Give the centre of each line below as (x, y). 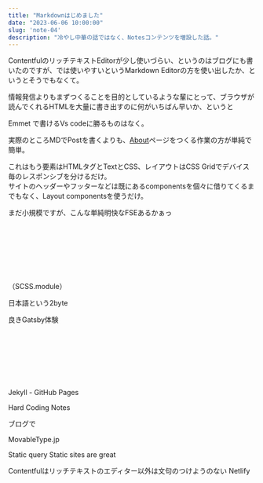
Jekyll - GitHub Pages (44, 393)
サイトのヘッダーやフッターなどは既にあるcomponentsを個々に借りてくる (128, 186)
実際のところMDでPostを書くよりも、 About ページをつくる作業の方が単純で (130, 140)
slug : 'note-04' (35, 30)
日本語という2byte (38, 303)
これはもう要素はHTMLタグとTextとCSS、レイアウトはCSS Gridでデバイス (129, 166)
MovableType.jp (34, 440)
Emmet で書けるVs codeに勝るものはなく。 (79, 123)
